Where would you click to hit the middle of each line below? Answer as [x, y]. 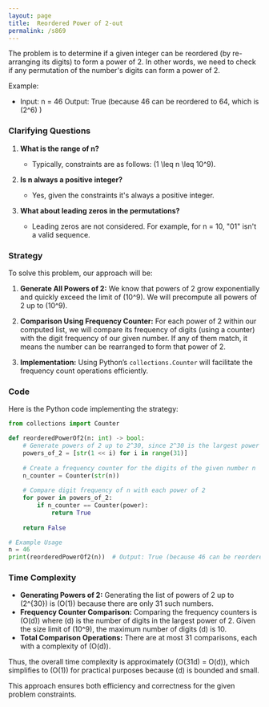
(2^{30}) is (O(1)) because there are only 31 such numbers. [116, 603]
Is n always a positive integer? [71, 179]
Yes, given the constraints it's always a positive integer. [123, 195]
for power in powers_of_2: [68, 498]
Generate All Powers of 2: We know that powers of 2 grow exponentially [140, 288]
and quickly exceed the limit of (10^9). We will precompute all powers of [139, 297]
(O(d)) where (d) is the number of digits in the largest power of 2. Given [138, 621]
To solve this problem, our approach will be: [81, 273]
